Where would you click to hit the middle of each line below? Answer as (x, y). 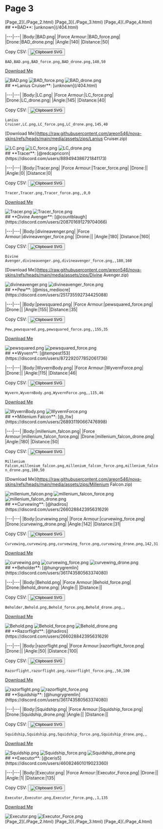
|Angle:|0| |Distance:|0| (29, 173)
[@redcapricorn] (54, 153)
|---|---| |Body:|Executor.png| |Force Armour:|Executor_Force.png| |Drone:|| (82, 772)
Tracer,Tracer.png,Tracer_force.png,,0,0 (48, 193)
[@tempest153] (55, 353)
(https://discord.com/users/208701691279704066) (56, 222)
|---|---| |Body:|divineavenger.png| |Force (47, 231)
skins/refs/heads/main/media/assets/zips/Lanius (54, 138)
